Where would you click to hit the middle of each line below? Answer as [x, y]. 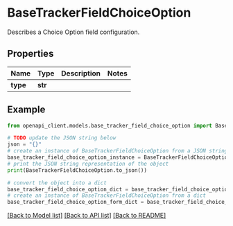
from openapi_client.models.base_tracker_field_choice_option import [110, 125]
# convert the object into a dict [57, 183]
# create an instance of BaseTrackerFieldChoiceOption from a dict [107, 195]
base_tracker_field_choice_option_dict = [68, 189]
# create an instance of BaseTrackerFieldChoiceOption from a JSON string [118, 151]
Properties [31, 54]
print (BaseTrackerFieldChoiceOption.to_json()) [77, 170]
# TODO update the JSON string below [62, 138]
